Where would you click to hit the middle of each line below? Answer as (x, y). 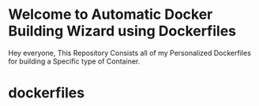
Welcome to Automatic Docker (111, 15)
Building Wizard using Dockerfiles (122, 31)
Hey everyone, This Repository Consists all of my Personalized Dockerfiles (129, 53)
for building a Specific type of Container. (74, 61)
